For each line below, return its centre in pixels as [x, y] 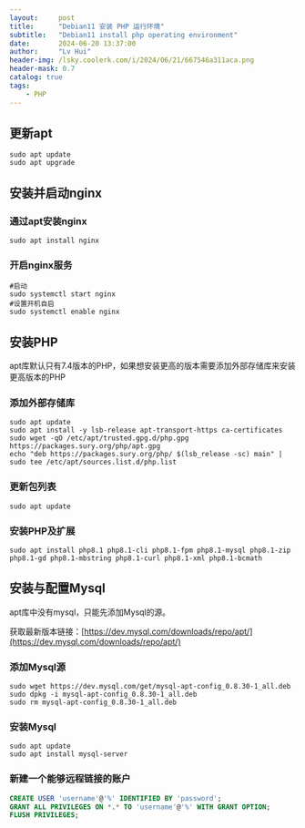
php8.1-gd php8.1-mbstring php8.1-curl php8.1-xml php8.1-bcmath [136, 558]
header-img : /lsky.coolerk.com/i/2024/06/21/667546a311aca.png [132, 60]
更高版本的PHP [38, 377]
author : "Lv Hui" [51, 52]
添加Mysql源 [38, 667]
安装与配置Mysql [58, 588]
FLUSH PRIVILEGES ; [44, 815]
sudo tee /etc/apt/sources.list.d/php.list [93, 462]
